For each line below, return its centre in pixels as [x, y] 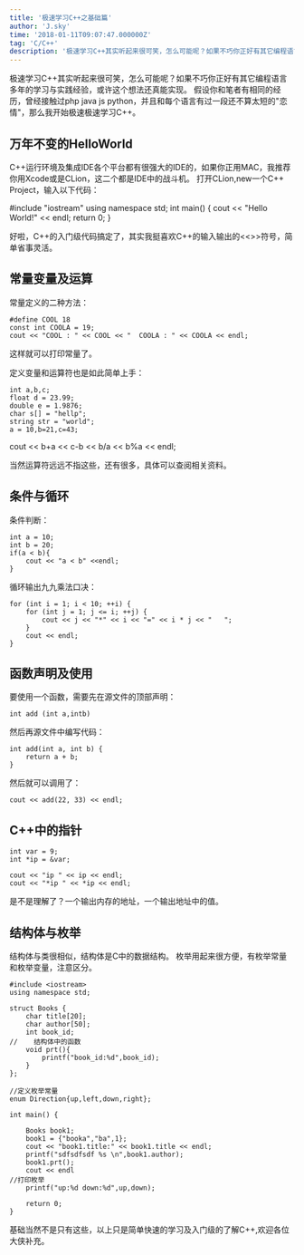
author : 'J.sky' [40, 26]
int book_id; [50, 1032]
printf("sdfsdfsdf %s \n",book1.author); [104, 1154]
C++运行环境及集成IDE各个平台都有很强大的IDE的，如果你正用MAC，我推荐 [150, 167]
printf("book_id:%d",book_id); [101, 1057]
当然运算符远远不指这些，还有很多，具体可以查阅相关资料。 [120, 465]
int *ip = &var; [40, 860]
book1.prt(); [50, 1163]
